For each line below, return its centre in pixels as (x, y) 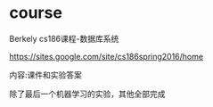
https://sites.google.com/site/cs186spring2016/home (106, 56)
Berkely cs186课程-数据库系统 (64, 38)
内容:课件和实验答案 (46, 75)
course (36, 13)
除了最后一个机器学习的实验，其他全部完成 (87, 94)
